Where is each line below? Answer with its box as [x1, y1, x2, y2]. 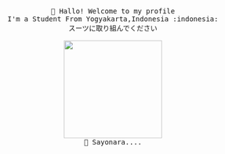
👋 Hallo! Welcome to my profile [50, 7, 176, 16]
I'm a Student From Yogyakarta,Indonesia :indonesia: [7, 15, 219, 23]
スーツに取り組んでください [68, 24, 158, 33]
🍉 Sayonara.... [83, 138, 142, 146]
